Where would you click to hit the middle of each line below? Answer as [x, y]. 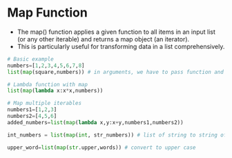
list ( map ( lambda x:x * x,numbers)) [55, 91]
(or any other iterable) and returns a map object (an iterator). [103, 39]
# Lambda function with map [48, 84]
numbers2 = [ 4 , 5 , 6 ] [32, 116]
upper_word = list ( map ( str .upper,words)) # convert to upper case [101, 147]
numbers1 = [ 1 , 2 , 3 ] [32, 110]
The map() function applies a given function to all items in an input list [116, 32]
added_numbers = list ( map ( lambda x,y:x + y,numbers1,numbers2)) [96, 122]
